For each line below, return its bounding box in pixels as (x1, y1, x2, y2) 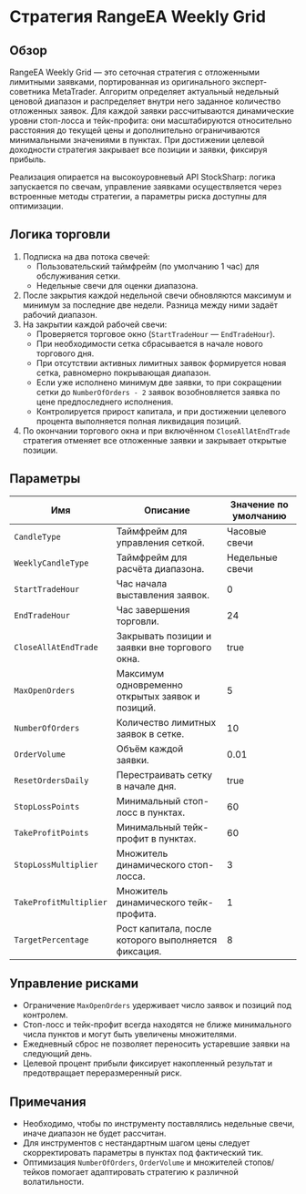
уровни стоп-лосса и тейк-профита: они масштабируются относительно (9, 116, 292, 126)
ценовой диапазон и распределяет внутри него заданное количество (9, 96, 281, 107)
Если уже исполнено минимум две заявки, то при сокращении (36, 376, 282, 388)
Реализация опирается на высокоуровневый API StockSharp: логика (9, 171, 276, 182)
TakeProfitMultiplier (14, 897, 107, 907)
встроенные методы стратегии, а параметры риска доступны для (9, 191, 267, 201)
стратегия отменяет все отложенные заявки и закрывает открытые (22, 434, 287, 445)
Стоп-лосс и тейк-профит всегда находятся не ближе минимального (22, 1019, 292, 1030)
